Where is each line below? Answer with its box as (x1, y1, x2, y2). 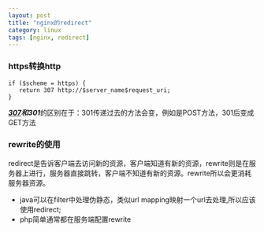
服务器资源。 (8, 178, 50, 187)
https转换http (8, 61, 61, 72)
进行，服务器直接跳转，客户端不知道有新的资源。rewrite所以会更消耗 (28, 168, 252, 178)
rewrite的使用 (8, 139, 61, 150)
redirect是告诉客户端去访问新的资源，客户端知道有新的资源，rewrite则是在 (8, 158, 250, 168)
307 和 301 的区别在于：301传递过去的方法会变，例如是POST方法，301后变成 (8, 108, 255, 117)
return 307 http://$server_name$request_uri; (18, 86, 171, 94)
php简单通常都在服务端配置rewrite (19, 214, 132, 224)
